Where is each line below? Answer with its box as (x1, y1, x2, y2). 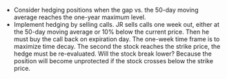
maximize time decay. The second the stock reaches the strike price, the (13, 43, 221, 50)
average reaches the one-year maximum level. (13, 13, 146, 21)
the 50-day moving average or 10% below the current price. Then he (13, 27, 209, 36)
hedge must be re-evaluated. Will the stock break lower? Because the (13, 49, 212, 58)
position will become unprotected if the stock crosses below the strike (13, 57, 214, 65)
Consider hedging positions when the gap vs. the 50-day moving (13, 6, 199, 14)
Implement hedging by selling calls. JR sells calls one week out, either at (13, 21, 219, 28)
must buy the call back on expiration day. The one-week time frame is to (13, 35, 220, 43)
